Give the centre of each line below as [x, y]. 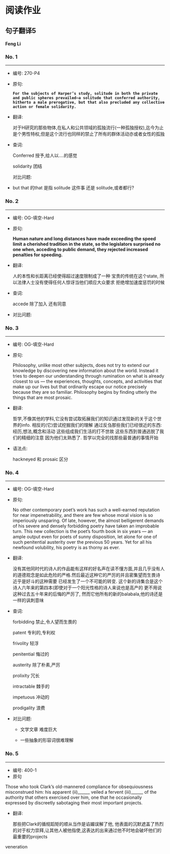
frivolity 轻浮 [26, 643]
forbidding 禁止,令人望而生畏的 [45, 622]
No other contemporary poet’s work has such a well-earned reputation [86, 510]
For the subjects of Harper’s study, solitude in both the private [85, 94]
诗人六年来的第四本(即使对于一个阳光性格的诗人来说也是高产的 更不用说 [87, 588]
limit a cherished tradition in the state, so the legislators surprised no [87, 244]
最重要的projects [30, 836]
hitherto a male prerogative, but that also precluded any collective [89, 103]
